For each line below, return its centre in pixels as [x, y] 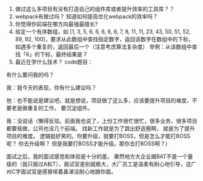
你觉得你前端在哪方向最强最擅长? [56, 24]
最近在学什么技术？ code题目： [54, 62]
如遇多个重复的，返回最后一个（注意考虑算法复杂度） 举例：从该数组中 [103, 47]
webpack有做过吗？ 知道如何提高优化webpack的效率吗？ [87, 16]
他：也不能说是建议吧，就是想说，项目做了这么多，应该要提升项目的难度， [99, 100]
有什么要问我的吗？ [30, 75]
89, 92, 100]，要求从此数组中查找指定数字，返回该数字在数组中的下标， [104, 39]
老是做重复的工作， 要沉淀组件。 [52, 108]
